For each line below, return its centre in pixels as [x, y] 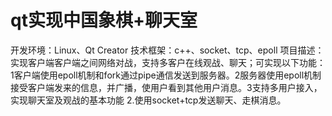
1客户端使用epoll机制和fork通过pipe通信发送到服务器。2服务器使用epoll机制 [166, 75]
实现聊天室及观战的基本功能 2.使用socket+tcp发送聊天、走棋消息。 [148, 100]
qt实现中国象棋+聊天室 [104, 20]
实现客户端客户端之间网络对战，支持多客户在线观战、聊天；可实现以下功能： [168, 62]
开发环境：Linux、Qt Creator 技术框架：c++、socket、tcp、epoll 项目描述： [167, 50]
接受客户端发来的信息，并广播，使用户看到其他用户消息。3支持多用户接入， [166, 87]
